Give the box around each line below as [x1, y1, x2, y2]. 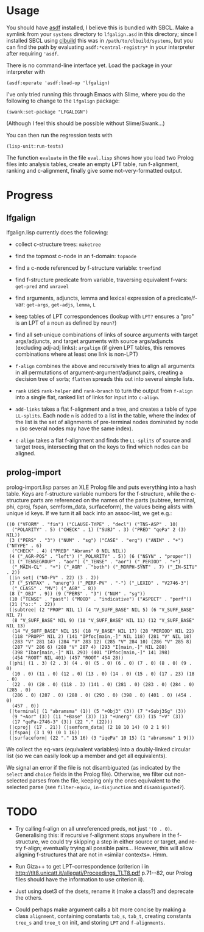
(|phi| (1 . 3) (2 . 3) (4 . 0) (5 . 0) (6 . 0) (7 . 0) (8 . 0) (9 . [9, 660, 192, 666]
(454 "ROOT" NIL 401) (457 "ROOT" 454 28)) [12, 654, 124, 661]
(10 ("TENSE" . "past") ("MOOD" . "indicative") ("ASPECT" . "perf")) [9, 596, 192, 602]
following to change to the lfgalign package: [6, 97, 120, 104]
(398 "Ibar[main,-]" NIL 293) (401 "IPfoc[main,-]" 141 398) [12, 649, 171, 656]
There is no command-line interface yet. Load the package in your [6, 62, 172, 69]
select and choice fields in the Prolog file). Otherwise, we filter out [6, 770, 173, 778]
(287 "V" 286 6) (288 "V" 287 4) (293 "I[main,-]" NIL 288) [12, 644, 167, 650]
